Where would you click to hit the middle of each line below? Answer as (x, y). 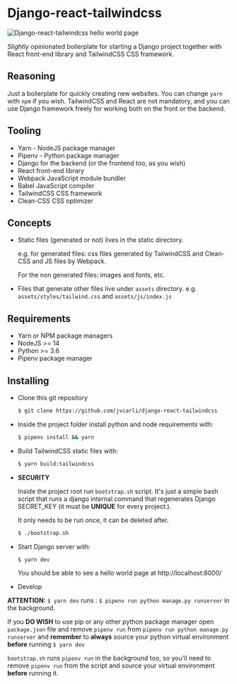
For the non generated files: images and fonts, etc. (91, 275)
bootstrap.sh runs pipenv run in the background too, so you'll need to (109, 658)
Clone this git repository (53, 398)
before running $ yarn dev (46, 644)
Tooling (24, 131)
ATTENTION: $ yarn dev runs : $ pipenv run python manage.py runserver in (118, 600)
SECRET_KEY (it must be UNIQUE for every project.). (94, 506)
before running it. (33, 673)
